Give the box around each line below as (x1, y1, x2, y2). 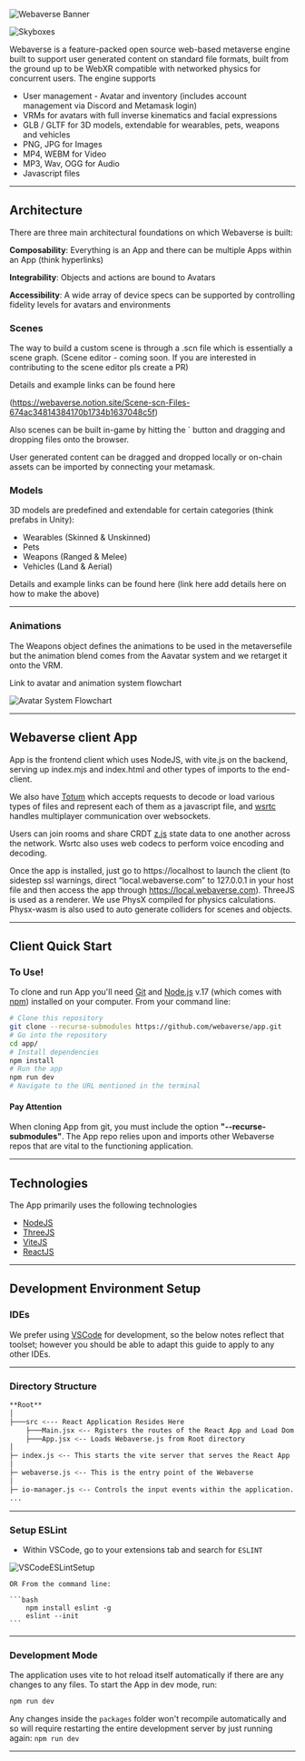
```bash (9, 1595, 39, 1604)
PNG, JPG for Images (22, 139, 103, 149)
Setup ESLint (9, 1523, 68, 1536)
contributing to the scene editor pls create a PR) (9, 362, 189, 373)
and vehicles (22, 129, 71, 140)
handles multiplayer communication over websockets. (9, 810, 212, 821)
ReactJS (22, 1247, 54, 1258)
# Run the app (9, 1065, 64, 1074)
